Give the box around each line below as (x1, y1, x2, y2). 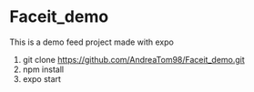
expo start (22, 73, 62, 84)
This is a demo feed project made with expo (9, 36, 175, 47)
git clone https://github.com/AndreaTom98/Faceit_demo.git (22, 54, 246, 65)
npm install (22, 64, 65, 75)
